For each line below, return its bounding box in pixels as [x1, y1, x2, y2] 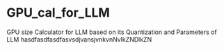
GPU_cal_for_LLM [6, 5, 111, 21]
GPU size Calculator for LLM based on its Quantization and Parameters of [6, 28, 217, 36]
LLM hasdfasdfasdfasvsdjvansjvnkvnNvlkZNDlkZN [6, 35, 152, 43]
